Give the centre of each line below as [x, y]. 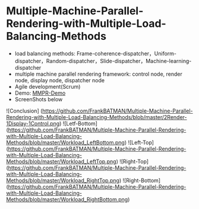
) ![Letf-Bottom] [78, 123]
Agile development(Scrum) [48, 86]
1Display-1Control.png [33, 123]
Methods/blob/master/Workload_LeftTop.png [61, 161]
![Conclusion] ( [24, 111]
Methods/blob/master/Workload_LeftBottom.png [65, 142]
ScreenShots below [39, 99]
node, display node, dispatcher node [60, 80]
